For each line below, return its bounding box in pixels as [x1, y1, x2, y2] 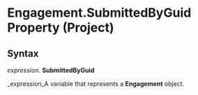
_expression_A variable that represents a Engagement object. [7, 80, 185, 88]
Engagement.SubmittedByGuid [7, 5, 192, 21]
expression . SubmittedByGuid [7, 66, 95, 74]
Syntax [7, 47, 39, 59]
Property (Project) [7, 20, 114, 36]
